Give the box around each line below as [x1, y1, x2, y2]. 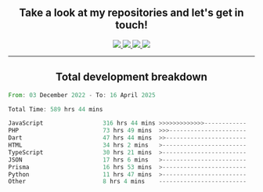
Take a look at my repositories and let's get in [19, 6, 244, 20]
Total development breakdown [56, 71, 207, 84]
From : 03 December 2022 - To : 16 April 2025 [8, 91, 156, 99]
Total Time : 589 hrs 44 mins [8, 105, 103, 113]
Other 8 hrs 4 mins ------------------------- [8, 178, 247, 186]
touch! [115, 19, 148, 32]
